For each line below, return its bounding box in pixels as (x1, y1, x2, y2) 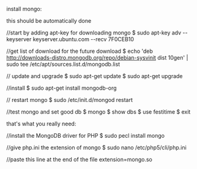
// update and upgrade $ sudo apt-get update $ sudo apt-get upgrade (6, 73, 183, 79)
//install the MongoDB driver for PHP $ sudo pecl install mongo (6, 132, 165, 139)
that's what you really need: (6, 120, 76, 127)
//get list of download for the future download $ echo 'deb (6, 47, 153, 55)
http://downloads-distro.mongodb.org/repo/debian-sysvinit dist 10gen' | (6, 54, 188, 61)
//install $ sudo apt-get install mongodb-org (6, 84, 117, 92)
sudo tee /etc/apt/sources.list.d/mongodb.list (6, 61, 121, 68)
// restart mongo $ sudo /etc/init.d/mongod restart (6, 96, 133, 103)
